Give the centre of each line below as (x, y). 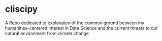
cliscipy (21, 9)
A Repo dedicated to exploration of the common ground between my (75, 23)
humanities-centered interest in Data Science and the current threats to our (81, 28)
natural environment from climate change (47, 33)
